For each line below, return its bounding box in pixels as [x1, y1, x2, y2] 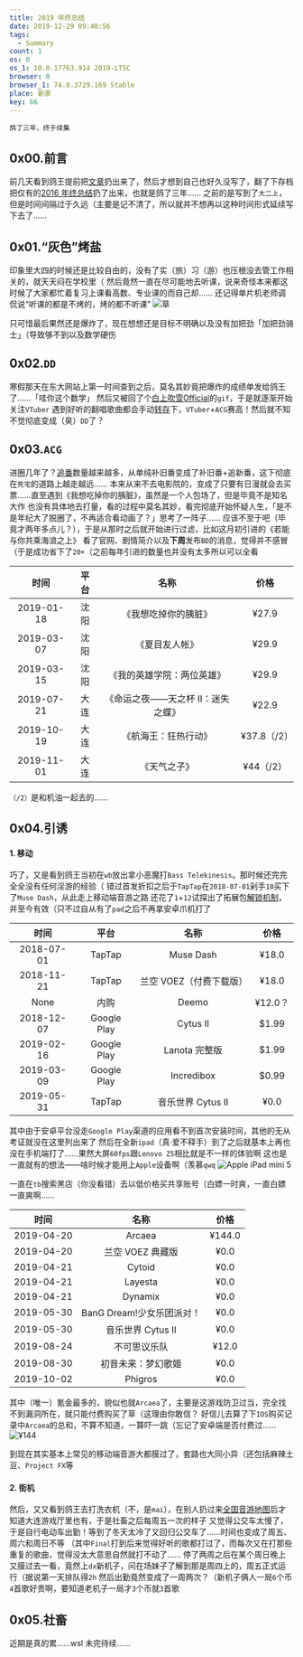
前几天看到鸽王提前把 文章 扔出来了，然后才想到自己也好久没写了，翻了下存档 [9, 176, 294, 187]
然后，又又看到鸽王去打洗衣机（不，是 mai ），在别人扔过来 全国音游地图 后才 [9, 1504, 287, 1515]
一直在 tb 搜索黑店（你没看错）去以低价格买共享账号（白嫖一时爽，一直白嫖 [9, 1179, 287, 1190]
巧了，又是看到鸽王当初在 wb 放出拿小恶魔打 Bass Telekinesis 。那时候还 [9, 870, 272, 880]
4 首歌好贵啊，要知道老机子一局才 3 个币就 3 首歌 [9, 1583, 180, 1594]
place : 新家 [9, 89, 51, 98]
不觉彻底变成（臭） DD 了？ [9, 415, 106, 426]
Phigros [124, 1373, 158, 1386]
